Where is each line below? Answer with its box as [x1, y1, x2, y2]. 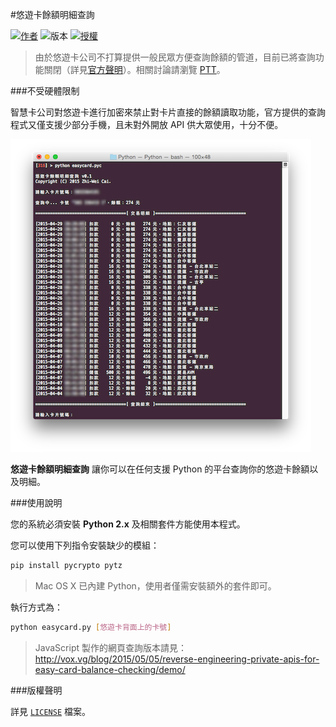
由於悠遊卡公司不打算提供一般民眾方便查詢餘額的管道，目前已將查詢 [34, 51, 316, 63]
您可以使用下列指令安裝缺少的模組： [10, 539, 160, 551]
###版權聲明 [10, 684, 63, 696]
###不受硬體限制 [10, 85, 80, 97]
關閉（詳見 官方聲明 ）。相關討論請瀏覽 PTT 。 [43, 64, 226, 75]
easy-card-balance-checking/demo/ [34, 663, 186, 675]
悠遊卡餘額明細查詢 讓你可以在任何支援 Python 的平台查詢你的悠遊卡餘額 [10, 463, 310, 475]
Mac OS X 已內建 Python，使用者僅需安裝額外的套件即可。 [34, 579, 277, 592]
